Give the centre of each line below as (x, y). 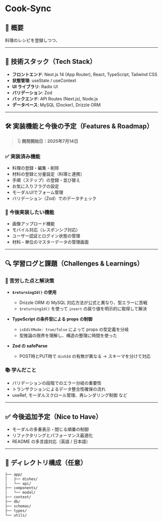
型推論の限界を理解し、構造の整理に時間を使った (68, 335)
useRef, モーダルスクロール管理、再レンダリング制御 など (70, 395)
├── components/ (21, 488)
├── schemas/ (18, 506)
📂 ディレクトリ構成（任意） (46, 463)
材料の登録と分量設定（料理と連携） (48, 174)
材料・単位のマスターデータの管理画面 (50, 242)
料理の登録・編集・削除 (35, 168)
